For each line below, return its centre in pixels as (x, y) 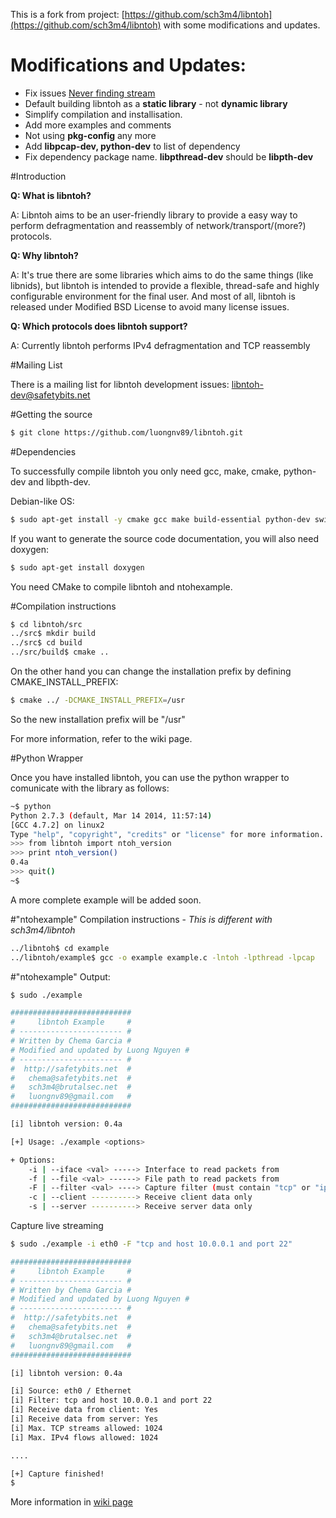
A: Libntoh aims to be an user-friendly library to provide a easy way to (154, 215)
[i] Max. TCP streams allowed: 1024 (86, 1428)
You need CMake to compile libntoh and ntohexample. (121, 586)
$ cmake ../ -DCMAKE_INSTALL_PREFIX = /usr (98, 700)
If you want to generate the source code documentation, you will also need (165, 538)
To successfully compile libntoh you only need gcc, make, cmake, (146, 471)
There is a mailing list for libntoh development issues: (120, 384)
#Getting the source (51, 414)
